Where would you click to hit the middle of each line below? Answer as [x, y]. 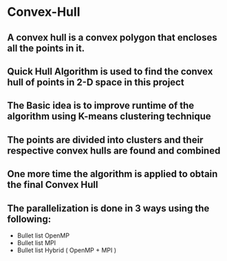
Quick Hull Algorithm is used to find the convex [110, 71]
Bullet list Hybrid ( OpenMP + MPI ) [67, 250]
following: [29, 219]
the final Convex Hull [53, 185]
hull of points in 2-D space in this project [96, 82]
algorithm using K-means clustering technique [109, 117]
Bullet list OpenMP [43, 236]
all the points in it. [46, 48]
